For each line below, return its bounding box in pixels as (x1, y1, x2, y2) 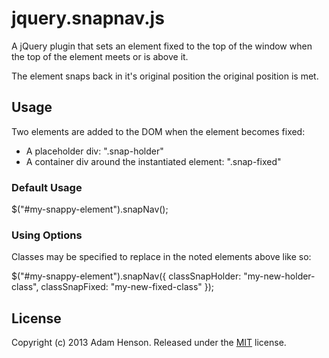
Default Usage (11, 180, 83, 194)
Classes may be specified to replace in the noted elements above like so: (11, 251, 312, 263)
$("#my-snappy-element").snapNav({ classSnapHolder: (11, 270, 242, 282)
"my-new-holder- (243, 270, 316, 282)
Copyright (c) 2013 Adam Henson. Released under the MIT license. (11, 337, 287, 349)
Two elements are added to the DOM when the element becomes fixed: (11, 125, 306, 137)
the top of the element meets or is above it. (11, 50, 189, 62)
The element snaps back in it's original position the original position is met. (11, 70, 319, 82)
